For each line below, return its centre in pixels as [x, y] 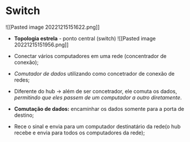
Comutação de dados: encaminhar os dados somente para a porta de [99, 109]
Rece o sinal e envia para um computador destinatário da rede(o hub [97, 126]
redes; [22, 80]
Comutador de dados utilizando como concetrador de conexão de [94, 73]
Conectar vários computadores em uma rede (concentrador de [90, 56]
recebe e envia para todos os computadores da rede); [79, 133]
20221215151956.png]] [41, 45]
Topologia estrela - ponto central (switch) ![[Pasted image [85, 38]
